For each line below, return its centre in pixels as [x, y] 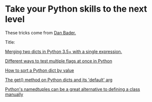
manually [14, 94]
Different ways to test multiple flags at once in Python [59, 61]
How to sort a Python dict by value [40, 70]
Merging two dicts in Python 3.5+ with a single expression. [64, 51]
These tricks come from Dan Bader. [41, 33]
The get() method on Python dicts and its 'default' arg [59, 80]
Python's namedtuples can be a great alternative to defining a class [73, 89]
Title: [10, 42]
